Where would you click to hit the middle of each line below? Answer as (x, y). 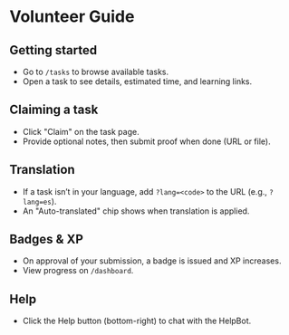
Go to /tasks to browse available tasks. (96, 72)
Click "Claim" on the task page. (81, 131)
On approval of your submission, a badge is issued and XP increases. (152, 261)
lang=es (37, 202)
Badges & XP (47, 239)
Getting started (53, 50)
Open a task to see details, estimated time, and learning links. (137, 81)
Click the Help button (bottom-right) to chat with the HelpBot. (137, 321)
